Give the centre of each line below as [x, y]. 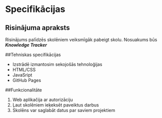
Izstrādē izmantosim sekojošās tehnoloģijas [57, 64]
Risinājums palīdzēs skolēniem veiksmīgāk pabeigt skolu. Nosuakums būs [81, 39]
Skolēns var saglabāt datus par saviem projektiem [64, 110]
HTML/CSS [24, 69]
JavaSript [22, 75]
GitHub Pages [27, 80]
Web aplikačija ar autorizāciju [43, 99]
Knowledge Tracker [26, 45]
